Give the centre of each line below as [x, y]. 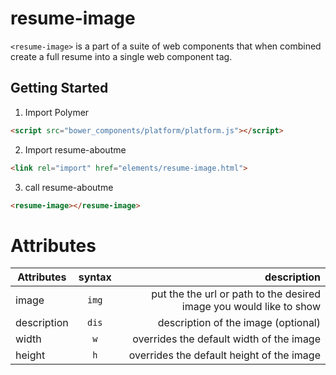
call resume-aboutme [69, 187]
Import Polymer [57, 112]
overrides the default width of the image [226, 339]
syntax [95, 277]
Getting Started [59, 88]
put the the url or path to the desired [236, 294]
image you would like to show [251, 307]
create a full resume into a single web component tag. [121, 56]
